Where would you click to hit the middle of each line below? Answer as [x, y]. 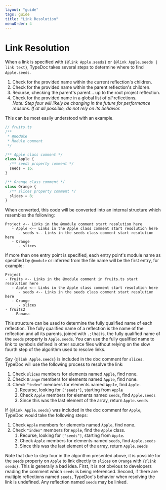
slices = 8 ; [22, 196]
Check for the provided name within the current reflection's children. [82, 82]
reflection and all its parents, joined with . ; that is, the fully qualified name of [83, 334]
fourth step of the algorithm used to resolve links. [55, 350]
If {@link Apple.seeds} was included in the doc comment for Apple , [73, 410]
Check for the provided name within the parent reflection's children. [81, 87]
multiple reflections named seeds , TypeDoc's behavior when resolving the [80, 477]
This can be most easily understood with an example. [59, 118]
